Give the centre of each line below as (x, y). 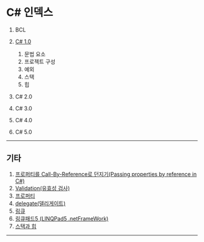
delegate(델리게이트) (40, 203)
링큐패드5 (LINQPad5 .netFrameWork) (62, 218)
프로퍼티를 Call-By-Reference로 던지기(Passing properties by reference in (106, 174)
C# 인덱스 (30, 12)
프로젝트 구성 (40, 61)
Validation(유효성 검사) (42, 188)
